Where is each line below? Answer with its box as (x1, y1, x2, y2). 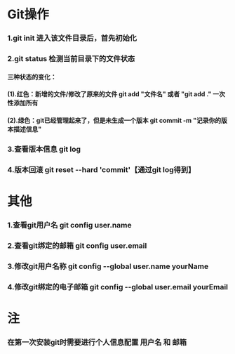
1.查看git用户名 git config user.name (7, 220, 132, 230)
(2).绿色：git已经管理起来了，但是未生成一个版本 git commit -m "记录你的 (7, 116, 222, 124)
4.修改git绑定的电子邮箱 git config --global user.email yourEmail (7, 282, 229, 291)
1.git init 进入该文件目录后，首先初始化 (7, 33, 137, 43)
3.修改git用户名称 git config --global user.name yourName (7, 261, 209, 271)
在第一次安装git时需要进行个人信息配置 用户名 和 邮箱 (7, 337, 187, 347)
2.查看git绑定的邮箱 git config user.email (7, 240, 147, 250)
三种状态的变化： (7, 72, 57, 81)
